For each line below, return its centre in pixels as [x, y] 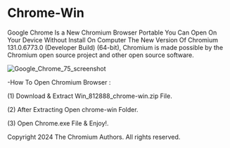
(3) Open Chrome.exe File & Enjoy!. [58, 123]
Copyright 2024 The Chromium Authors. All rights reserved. [94, 137]
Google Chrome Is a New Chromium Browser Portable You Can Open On [112, 32]
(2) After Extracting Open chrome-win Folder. [73, 109]
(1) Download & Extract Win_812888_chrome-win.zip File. [90, 96]
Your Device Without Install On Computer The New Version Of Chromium [113, 39]
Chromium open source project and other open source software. [101, 55]
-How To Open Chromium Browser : [59, 82]
